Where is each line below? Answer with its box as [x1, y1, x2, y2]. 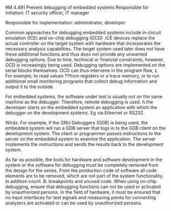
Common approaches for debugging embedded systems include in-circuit [5, 30, 161, 35]
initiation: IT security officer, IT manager [5, 10, 89, 16]
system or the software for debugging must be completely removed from [5, 162, 159, 168]
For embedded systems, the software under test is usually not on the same [5, 94, 163, 99]
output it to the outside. [5, 84, 55, 90]
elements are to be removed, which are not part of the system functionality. [5, 173, 164, 179]
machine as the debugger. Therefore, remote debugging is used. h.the [5, 99, 153, 105]
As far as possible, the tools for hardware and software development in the [5, 156, 162, 163]
